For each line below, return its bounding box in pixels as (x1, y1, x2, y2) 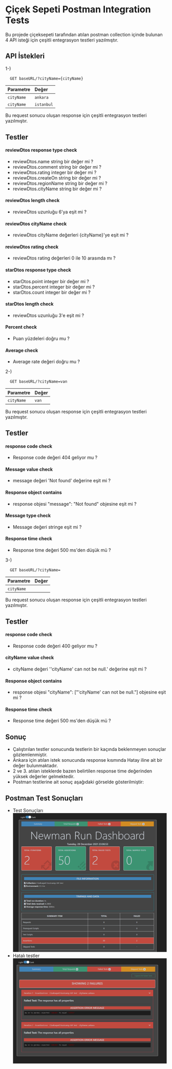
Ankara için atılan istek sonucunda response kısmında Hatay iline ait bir (12, 757, 163, 763)
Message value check (5, 466, 53, 472)
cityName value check (5, 655, 54, 661)
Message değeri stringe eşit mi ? (12, 524, 82, 530)
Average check (5, 347, 38, 353)
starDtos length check (5, 301, 54, 307)
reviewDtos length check (5, 197, 60, 204)
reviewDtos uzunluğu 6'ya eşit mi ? (12, 209, 87, 215)
